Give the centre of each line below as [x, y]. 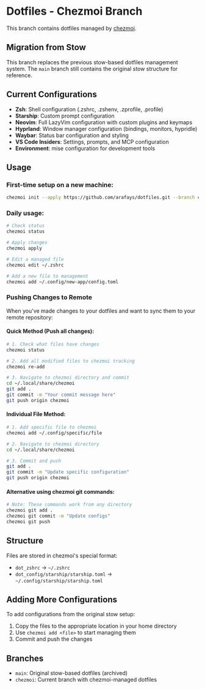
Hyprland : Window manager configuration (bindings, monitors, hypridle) [106, 128]
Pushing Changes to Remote [49, 297]
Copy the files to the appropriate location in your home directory [96, 626]
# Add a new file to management [47, 276]
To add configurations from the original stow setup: [71, 614]
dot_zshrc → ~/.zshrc [42, 567]
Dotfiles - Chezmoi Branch [74, 11]
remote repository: [30, 317]
